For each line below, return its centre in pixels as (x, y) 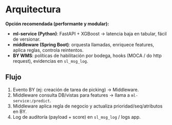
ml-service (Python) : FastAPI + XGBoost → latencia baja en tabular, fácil (90, 33)
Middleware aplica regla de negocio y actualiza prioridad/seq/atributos (88, 106)
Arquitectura (33, 10)
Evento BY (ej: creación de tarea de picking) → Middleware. (76, 90)
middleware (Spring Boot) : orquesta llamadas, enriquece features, (83, 44)
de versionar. (27, 39)
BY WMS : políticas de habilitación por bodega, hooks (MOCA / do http (87, 56)
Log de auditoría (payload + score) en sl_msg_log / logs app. (77, 117)
